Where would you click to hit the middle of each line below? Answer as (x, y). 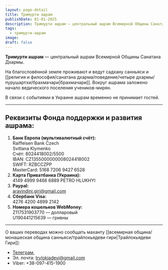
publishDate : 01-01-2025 (31, 19)
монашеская (19, 237)
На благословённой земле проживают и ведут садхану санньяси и (77, 72)
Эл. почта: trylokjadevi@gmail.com (49, 257)
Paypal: (20, 185)
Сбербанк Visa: (29, 196)
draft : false (19, 43)
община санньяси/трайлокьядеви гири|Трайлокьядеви (92, 237)
